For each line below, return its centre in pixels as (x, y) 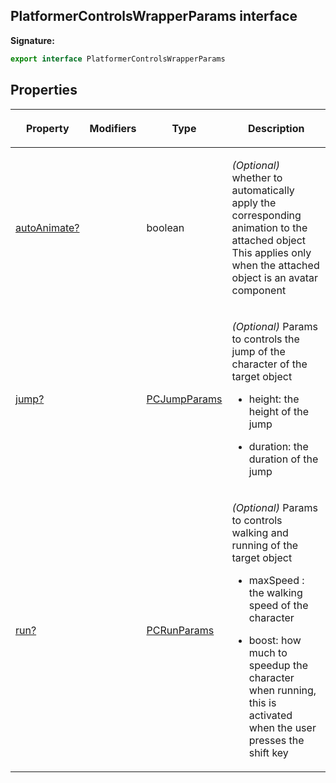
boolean (165, 227)
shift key (268, 752)
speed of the (278, 605)
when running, (282, 690)
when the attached (275, 265)
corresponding (266, 215)
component (259, 290)
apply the (254, 202)
